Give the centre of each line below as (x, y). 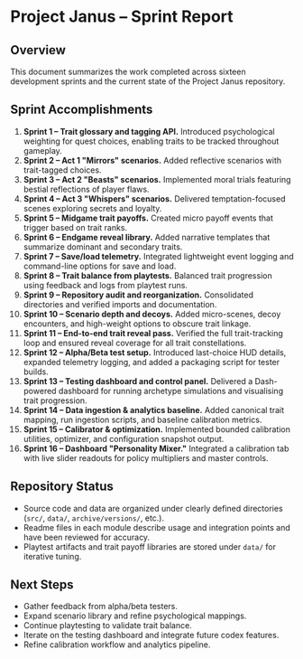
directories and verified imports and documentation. (120, 304)
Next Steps (42, 585)
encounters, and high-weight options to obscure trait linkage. (137, 324)
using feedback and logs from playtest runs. (106, 285)
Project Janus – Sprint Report (122, 17)
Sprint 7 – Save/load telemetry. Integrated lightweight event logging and (158, 256)
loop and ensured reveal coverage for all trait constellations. (135, 343)
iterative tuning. (52, 556)
